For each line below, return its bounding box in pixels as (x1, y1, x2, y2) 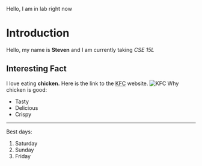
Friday (14, 152, 31, 159)
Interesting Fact (6, 63, 67, 74)
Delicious (14, 104, 38, 111)
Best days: (6, 128, 32, 135)
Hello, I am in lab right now (6, 5, 72, 12)
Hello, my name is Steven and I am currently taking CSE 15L (6, 46, 155, 53)
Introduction (6, 27, 70, 40)
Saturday (14, 139, 38, 147)
